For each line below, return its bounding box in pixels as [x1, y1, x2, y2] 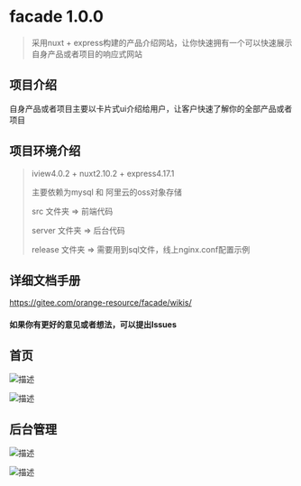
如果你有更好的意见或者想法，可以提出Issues [9, 318, 178, 330]
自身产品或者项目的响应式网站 [31, 48, 142, 60]
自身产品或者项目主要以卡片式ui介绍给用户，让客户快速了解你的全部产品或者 [9, 103, 293, 114]
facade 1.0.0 [9, 6, 104, 27]
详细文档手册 [9, 272, 81, 288]
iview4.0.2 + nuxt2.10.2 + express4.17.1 [31, 168, 175, 179]
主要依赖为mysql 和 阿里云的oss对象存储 [31, 187, 183, 197]
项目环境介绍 [9, 143, 81, 159]
